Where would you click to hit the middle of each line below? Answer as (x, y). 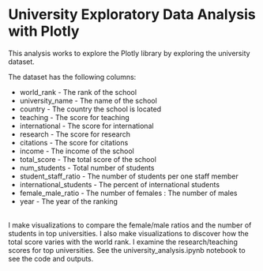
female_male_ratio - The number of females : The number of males (128, 193)
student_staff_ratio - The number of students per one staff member (129, 176)
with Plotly (44, 31)
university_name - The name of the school (88, 100)
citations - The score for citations (74, 142)
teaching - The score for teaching (75, 117)
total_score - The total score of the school (88, 159)
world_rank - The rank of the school (78, 92)
